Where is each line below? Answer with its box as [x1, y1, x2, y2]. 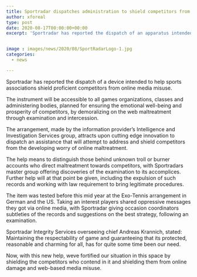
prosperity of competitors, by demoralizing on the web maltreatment [6, 108, 172, 115]
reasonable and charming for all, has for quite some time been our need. [6, 241, 181, 248]
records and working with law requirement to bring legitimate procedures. [6, 180, 185, 187]
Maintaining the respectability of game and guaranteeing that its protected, [6, 234, 187, 241]
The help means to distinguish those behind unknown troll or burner [6, 156, 170, 163]
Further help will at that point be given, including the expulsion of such [6, 174, 176, 182]
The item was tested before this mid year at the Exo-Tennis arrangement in [6, 191, 186, 199]
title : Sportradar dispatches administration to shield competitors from [6, 8, 191, 15]
